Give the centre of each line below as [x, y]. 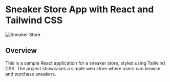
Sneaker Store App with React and [80, 9]
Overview [21, 50]
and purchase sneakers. [31, 74]
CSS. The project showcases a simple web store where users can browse [83, 68]
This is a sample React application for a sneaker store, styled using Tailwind [85, 63]
